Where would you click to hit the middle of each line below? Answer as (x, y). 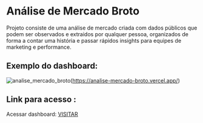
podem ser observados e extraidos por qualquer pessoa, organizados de (98, 34)
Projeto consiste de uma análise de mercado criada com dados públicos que (102, 28)
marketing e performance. (39, 47)
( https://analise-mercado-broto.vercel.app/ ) (125, 80)
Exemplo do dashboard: (52, 66)
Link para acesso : (42, 100)
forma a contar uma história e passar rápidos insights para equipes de (94, 40)
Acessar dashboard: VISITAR (42, 114)
